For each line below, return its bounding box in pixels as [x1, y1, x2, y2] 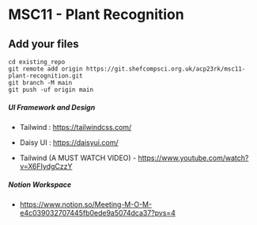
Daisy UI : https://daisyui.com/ [19, 137, 119, 147]
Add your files [8, 37, 79, 51]
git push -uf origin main [8, 86, 93, 93]
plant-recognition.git [8, 72, 83, 80]
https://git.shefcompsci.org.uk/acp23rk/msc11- [85, 65, 246, 73]
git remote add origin [8, 65, 83, 73]
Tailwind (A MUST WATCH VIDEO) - [19, 153, 137, 162]
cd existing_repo [8, 58, 66, 66]
